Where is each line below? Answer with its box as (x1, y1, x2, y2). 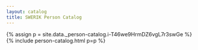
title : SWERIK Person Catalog (6, 14, 82, 20)
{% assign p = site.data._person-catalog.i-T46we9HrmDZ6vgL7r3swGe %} (6, 30, 193, 37)
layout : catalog (6, 8, 47, 15)
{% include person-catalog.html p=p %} (6, 37, 106, 44)
